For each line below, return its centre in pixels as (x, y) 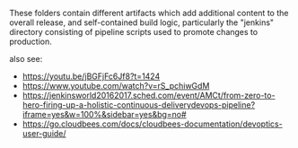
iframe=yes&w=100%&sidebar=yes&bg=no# (104, 114)
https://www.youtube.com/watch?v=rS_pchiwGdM (116, 86)
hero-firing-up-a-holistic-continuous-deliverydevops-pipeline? (139, 105)
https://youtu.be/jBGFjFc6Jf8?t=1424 (91, 76)
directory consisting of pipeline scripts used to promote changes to (134, 32)
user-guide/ (44, 133)
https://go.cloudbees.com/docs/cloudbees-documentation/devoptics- (152, 124)
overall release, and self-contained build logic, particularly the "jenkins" (142, 22)
